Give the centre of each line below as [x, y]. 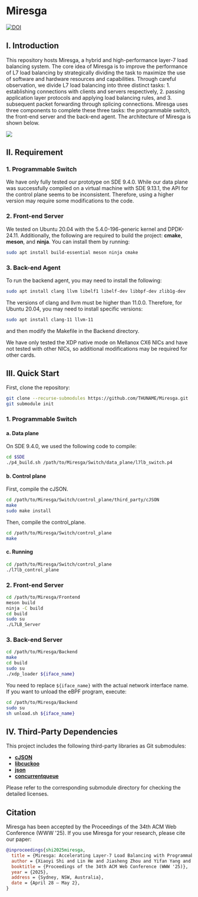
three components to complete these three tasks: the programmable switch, [98, 110]
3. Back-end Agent [33, 268]
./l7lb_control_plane [33, 570]
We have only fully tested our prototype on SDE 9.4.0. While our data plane [97, 182]
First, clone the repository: [38, 387]
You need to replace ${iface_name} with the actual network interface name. [97, 685]
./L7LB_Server [24, 625]
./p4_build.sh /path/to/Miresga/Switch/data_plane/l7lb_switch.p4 [89, 463]
